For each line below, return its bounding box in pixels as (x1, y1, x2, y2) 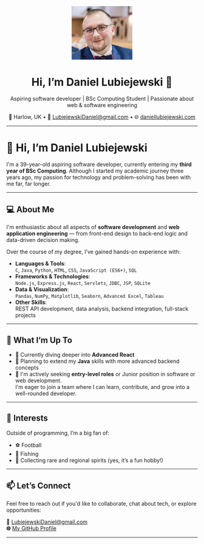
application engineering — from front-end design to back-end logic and (6, 230, 188, 237)
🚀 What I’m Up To (6, 335, 73, 345)
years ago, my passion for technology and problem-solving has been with (6, 174, 191, 181)
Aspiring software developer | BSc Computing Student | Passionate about (10, 95, 194, 103)
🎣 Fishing (15, 450, 39, 457)
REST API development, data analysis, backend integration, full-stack (15, 305, 189, 312)
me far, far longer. (6, 180, 51, 188)
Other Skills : (15, 298, 47, 306)
